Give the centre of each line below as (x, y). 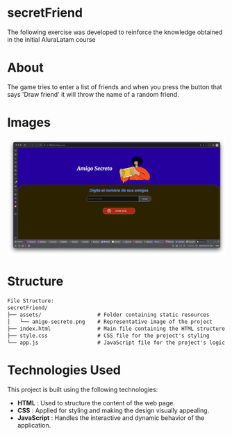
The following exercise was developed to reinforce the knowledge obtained (115, 32)
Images (29, 123)
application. (34, 425)
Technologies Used (64, 370)
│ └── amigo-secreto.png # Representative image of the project (110, 322)
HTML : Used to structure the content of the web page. (96, 403)
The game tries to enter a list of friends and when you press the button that (115, 87)
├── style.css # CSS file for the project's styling (108, 336)
